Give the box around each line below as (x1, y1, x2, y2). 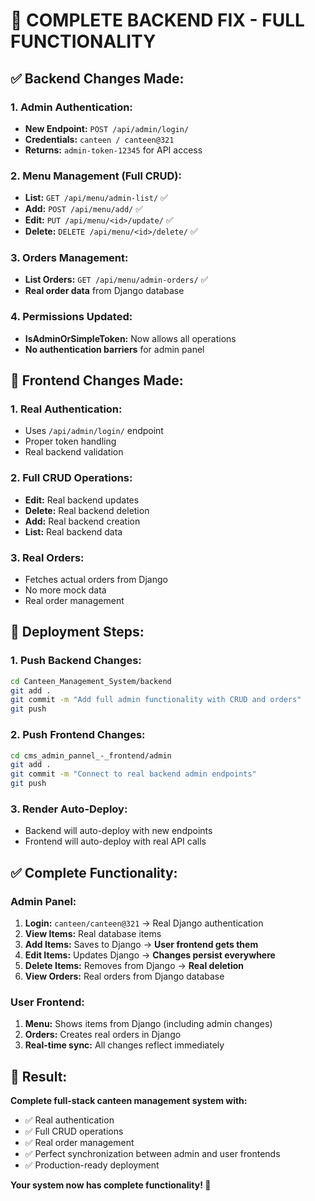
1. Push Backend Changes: (10, 654, 142, 668)
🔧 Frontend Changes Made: (10, 372, 184, 389)
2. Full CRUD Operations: (10, 471, 133, 485)
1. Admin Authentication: (10, 100, 133, 114)
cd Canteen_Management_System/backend (10, 676, 172, 686)
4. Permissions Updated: (10, 310, 133, 324)
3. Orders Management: (10, 251, 129, 265)
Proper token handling (24, 435, 117, 448)
